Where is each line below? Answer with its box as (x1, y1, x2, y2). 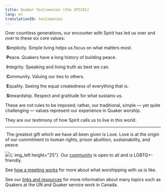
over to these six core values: (5, 35, 65, 41)
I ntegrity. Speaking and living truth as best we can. (6, 64, 110, 70)
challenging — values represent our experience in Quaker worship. (5, 107, 141, 114)
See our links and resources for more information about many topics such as (5, 177, 161, 183)
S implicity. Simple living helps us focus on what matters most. (6, 45, 132, 51)
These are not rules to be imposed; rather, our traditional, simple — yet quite (5, 102, 161, 108)
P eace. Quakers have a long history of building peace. (6, 54, 117, 60)
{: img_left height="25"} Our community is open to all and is (10, 152, 133, 158)
